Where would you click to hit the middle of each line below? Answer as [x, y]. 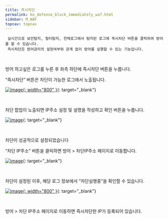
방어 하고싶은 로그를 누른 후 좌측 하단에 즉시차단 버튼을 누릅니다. [68, 69]
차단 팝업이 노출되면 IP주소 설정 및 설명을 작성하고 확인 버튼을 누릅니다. [75, 110]
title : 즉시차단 [20, 10]
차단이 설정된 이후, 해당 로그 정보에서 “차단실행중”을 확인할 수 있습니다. [75, 181]
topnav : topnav [21, 24]
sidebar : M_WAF [21, 19]
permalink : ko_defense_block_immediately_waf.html [59, 15]
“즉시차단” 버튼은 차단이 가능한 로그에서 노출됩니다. [56, 80]
